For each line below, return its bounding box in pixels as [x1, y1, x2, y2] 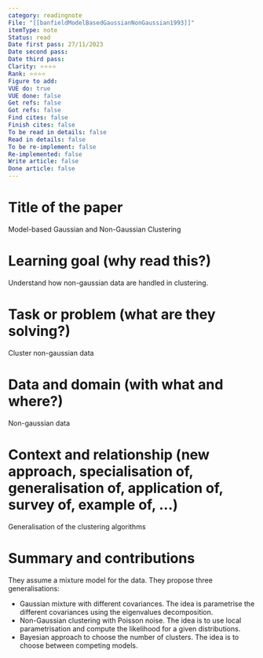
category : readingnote [8, 11, 82, 20]
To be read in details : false [8, 128, 108, 136]
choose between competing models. [19, 641, 138, 650]
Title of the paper [8, 199, 123, 217]
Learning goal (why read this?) [8, 252, 212, 270]
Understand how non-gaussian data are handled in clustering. [8, 278, 209, 287]
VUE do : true [8, 84, 51, 93]
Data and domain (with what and [8, 376, 224, 393]
